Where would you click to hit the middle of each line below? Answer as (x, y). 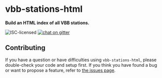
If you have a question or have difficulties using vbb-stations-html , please (81, 60)
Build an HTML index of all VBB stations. (47, 23)
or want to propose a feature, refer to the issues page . (60, 70)
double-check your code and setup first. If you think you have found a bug (81, 65)
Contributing (25, 48)
